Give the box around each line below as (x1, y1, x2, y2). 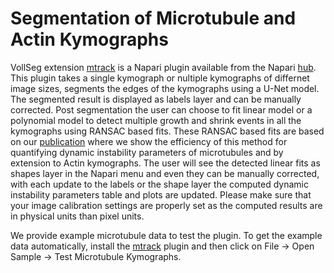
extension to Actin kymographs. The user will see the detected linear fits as (10, 157, 321, 169)
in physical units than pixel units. (10, 210, 145, 222)
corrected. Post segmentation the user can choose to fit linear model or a (10, 103, 313, 116)
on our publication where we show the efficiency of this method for (10, 135, 288, 147)
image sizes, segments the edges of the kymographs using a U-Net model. (10, 82, 320, 94)
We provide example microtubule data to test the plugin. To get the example (10, 229, 323, 241)
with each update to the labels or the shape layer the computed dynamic (10, 178, 309, 190)
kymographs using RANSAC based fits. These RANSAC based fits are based (10, 125, 325, 137)
